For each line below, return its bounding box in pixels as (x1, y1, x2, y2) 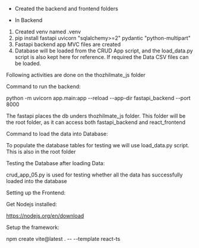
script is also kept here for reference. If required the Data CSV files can (14, 54, 189, 60)
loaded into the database (6, 178, 67, 184)
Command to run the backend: (6, 83, 81, 90)
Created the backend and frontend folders (14, 5, 119, 12)
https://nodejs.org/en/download (6, 212, 84, 219)
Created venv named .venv (14, 28, 81, 35)
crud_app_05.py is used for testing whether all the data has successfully (6, 171, 183, 178)
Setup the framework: (6, 224, 59, 231)
